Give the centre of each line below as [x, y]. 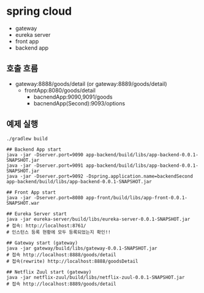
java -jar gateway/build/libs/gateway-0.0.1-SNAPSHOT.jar [82, 248]
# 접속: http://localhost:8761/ [47, 226]
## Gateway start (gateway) [42, 243]
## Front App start [31, 192]
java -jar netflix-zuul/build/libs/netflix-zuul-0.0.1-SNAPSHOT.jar [96, 277]
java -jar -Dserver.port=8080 [45, 197]
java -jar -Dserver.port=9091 [45, 166]
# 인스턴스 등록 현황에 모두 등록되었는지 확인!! [59, 232]
